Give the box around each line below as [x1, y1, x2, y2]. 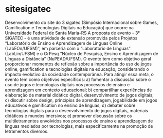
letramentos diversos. [5, 128, 49, 134]
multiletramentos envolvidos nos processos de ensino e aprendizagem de [5, 118, 153, 124]
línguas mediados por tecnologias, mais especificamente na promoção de [5, 123, 153, 129]
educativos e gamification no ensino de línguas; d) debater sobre [5, 102, 136, 108]
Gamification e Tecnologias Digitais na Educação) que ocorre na [5, 24, 134, 30]
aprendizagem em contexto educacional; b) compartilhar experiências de [5, 87, 152, 93]
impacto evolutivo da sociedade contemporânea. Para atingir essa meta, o [5, 71, 154, 77]
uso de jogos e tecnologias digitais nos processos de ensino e [5, 81, 130, 87]
